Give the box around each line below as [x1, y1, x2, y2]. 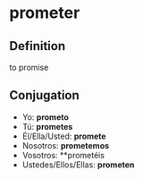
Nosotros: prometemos [21, 140, 110, 150]
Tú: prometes [21, 121, 73, 132]
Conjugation [9, 88, 80, 103]
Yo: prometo [21, 111, 70, 123]
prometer [9, 3, 80, 23]
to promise [9, 62, 49, 72]
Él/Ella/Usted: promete [21, 131, 106, 141]
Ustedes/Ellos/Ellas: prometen [21, 159, 135, 170]
